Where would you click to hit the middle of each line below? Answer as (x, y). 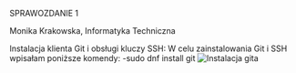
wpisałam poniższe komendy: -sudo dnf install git (102, 58)
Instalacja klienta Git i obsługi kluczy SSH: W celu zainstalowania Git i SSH (148, 48)
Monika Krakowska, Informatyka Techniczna (92, 31)
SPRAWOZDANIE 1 (44, 13)
